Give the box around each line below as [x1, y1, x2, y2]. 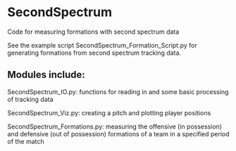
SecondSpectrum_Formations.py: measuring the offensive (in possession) [7, 122, 223, 131]
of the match [7, 137, 44, 145]
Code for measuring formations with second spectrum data [7, 27, 180, 36]
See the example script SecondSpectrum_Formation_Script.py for [7, 41, 197, 49]
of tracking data [7, 95, 54, 103]
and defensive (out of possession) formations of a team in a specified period [7, 129, 230, 138]
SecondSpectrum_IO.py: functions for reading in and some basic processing [7, 87, 229, 96]
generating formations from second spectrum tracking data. [7, 48, 182, 57]
